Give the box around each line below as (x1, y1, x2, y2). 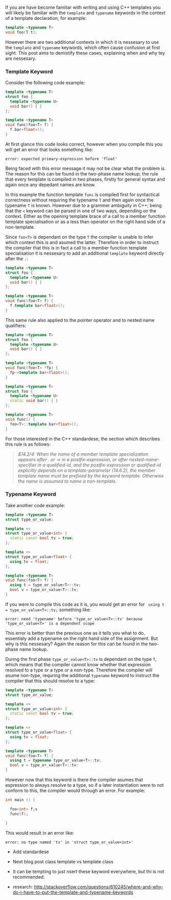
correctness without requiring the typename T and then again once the (5, 196, 154, 203)
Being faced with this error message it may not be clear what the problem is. (5, 165, 166, 171)
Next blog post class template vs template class (12, 858, 114, 864)
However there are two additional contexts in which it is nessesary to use (5, 39, 159, 45)
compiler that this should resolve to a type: (5, 678, 95, 684)
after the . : (5, 255, 28, 262)
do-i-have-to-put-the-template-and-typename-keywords (12, 889, 134, 895)
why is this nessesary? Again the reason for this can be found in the (5, 640, 148, 647)
